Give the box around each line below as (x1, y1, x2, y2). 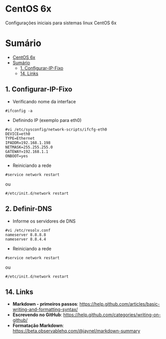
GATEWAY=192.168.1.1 (5, 149, 49, 154)
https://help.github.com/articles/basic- (79, 301, 160, 307)
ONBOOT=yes (5, 153, 28, 158)
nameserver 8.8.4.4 (5, 236, 46, 242)
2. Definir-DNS (5, 204, 52, 213)
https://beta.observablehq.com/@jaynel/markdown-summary (12, 328, 140, 334)
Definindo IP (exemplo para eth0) (12, 117, 82, 123)
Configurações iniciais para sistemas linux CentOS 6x (5, 20, 117, 26)
